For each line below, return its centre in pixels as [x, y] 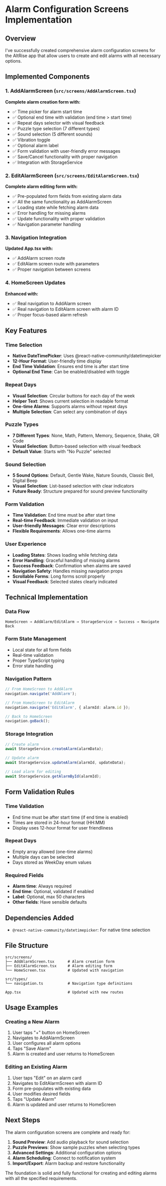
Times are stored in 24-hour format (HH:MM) [59, 823]
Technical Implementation [47, 598]
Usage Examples [32, 1008]
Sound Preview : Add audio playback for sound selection [70, 1142]
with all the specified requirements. [41, 1178]
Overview [21, 38]
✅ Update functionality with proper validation [59, 218]
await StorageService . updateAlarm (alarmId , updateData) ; [66, 763]
